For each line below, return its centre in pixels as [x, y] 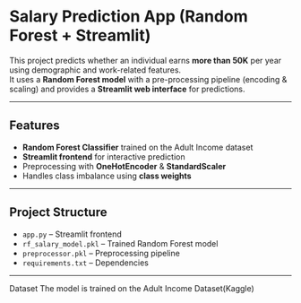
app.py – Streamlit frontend [72, 234]
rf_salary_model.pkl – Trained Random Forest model [120, 243]
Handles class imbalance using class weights [107, 176]
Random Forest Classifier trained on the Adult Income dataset [138, 147]
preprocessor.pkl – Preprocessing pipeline [101, 253]
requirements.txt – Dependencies [86, 263]
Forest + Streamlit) [80, 35]
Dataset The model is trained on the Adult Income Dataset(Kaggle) [132, 288]
